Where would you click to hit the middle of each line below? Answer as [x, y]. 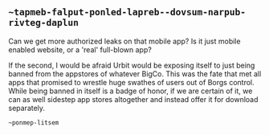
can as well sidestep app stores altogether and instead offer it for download [133, 99]
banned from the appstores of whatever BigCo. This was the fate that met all [135, 74]
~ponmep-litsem [34, 123]
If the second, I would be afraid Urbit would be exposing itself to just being [132, 65]
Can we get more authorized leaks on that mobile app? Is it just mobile [124, 41]
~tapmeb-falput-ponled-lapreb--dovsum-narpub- [127, 12]
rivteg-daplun [43, 23]
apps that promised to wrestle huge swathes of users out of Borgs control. [131, 82]
